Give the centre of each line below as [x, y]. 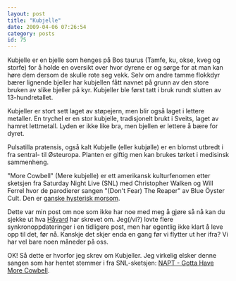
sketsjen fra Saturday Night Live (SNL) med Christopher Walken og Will [110, 183]
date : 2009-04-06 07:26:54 [47, 27]
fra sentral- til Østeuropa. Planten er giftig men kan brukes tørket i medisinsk [118, 155]
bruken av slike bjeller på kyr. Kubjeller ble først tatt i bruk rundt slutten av [114, 90]
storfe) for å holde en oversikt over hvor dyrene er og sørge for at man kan [116, 68]
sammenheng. [28, 162]
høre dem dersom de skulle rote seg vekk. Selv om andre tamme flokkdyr [114, 75]
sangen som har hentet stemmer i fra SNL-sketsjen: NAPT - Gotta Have [111, 263]
